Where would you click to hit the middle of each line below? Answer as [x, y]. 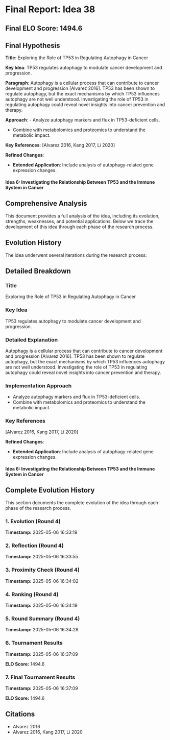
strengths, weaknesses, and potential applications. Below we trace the [79, 221]
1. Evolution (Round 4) [33, 521]
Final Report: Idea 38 [50, 9]
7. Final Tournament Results [40, 677]
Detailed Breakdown [38, 271]
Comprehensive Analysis [46, 203]
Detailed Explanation [31, 339]
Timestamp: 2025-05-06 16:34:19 [41, 605]
